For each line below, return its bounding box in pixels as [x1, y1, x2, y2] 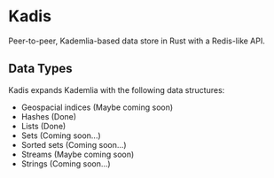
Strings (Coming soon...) [20, 158, 112, 169]
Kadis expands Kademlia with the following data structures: [8, 84, 225, 95]
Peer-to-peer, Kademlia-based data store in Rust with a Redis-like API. [8, 35, 265, 46]
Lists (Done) [20, 120, 67, 131]
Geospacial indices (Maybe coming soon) [20, 102, 174, 112]
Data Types [8, 61, 73, 76]
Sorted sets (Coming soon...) [20, 139, 127, 150]
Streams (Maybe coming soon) [20, 149, 135, 159]
